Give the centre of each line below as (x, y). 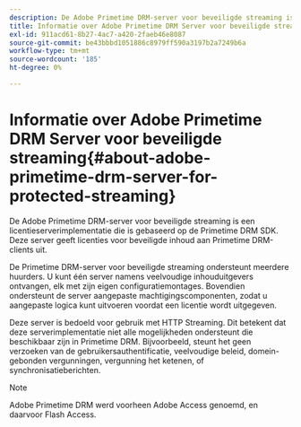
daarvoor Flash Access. (53, 414)
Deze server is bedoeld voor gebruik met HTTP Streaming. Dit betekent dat (148, 322)
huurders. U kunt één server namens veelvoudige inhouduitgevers (131, 276)
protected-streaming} (93, 196)
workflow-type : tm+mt (50, 51)
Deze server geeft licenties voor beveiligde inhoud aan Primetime (130, 240)
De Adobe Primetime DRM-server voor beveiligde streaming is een (132, 221)
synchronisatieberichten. (55, 370)
